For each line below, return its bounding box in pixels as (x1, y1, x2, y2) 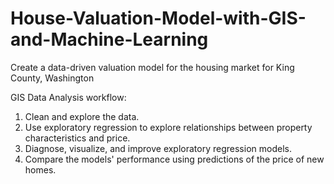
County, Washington (10, 72, 95, 84)
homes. (24, 163, 57, 176)
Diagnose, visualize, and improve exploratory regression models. (24, 142, 292, 154)
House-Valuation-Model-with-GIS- (10, 7, 307, 30)
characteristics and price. (24, 132, 131, 144)
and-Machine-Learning (10, 28, 209, 51)
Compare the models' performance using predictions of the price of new (24, 153, 325, 165)
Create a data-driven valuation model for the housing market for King (10, 61, 295, 73)
